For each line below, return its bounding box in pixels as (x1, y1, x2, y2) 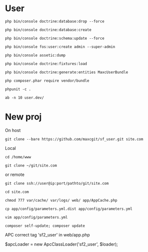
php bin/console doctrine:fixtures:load (5, 61, 88, 66)
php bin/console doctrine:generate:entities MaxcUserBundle (5, 70, 129, 75)
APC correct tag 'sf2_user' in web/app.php (5, 232, 90, 237)
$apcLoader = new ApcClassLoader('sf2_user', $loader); (5, 241, 118, 247)
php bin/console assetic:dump (5, 53, 66, 58)
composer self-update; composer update (5, 223, 85, 228)
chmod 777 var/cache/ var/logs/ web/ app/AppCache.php (5, 198, 118, 203)
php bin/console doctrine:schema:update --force (5, 36, 105, 41)
